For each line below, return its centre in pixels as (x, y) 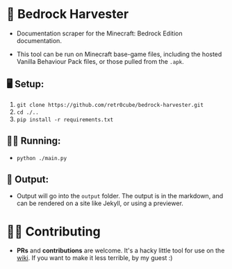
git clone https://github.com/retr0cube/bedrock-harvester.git (110, 105)
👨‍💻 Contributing (54, 231)
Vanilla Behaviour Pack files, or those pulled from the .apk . (100, 61)
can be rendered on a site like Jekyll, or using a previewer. (100, 203)
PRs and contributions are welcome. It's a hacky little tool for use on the (121, 251)
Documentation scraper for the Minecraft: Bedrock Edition (99, 33)
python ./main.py (42, 158)
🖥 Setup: (25, 84)
